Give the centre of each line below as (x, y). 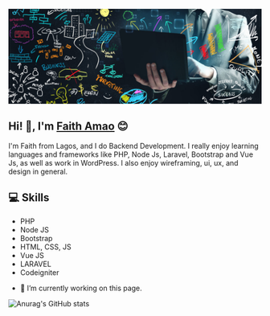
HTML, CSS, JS (45, 247)
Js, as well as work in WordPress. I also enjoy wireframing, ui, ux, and (123, 162)
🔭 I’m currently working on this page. (81, 288)
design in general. (38, 171)
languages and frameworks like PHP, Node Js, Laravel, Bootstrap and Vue (131, 154)
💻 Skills (29, 198)
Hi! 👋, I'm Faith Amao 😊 (68, 127)
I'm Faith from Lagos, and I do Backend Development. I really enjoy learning (133, 146)
